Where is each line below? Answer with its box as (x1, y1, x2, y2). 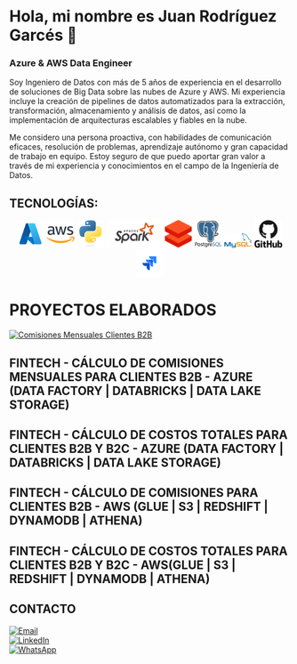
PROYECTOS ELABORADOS (9, 300, 217, 320)
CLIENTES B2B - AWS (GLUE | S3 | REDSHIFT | (9, 499, 269, 514)
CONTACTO (9, 602, 76, 617)
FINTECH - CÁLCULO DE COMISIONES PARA (9, 485, 259, 500)
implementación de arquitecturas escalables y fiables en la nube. (9, 115, 247, 126)
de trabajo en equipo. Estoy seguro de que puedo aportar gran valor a (9, 151, 266, 162)
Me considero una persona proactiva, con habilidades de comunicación (9, 132, 272, 143)
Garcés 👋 (9, 25, 77, 45)
